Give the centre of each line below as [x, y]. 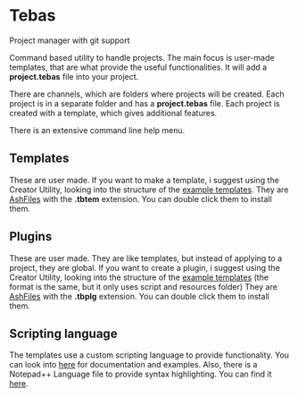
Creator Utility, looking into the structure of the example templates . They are [149, 190]
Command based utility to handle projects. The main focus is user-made [142, 57]
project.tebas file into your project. [74, 76]
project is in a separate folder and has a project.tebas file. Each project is [145, 103]
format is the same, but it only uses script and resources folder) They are [144, 286]
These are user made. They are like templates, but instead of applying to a [146, 258]
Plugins [31, 237]
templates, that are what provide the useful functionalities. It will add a [138, 67]
